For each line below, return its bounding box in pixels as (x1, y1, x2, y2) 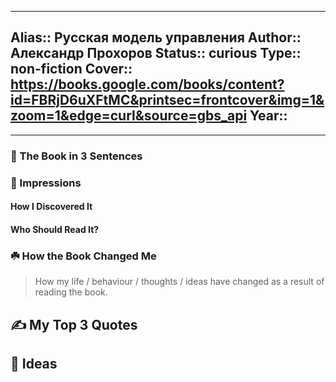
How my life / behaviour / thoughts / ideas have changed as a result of (34, 276, 325, 288)
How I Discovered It (10, 201, 93, 213)
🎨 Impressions (10, 176, 82, 190)
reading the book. (34, 286, 108, 298)
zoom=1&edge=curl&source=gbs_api (10, 107, 248, 125)
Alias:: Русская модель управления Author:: (10, 29, 302, 46)
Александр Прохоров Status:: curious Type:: (10, 45, 302, 62)
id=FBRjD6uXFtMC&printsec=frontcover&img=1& (10, 92, 325, 109)
